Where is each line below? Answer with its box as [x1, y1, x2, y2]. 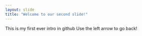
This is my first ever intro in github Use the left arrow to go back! [5, 25, 138, 31]
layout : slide [5, 7, 35, 12]
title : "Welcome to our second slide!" [5, 12, 88, 17]
